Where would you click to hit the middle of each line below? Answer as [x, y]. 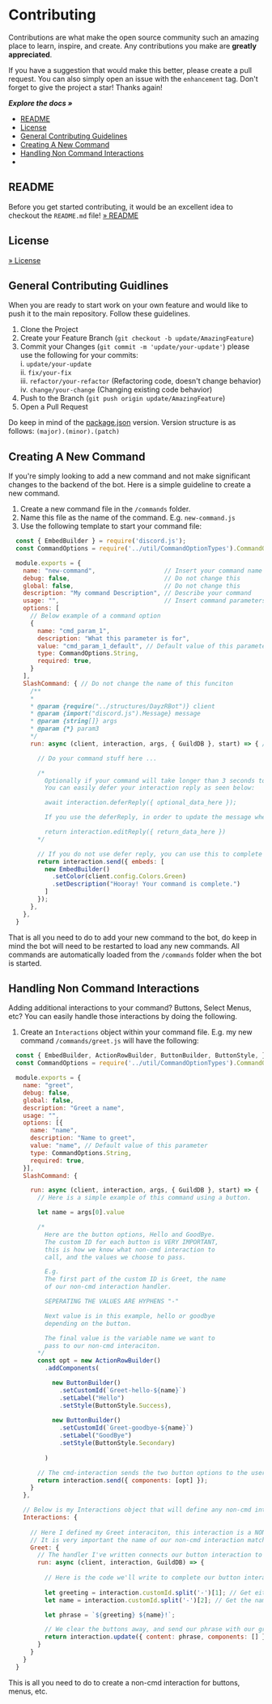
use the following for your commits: [79, 355]
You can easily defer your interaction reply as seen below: [149, 788]
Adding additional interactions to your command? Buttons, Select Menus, [130, 1008]
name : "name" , [54, 1131]
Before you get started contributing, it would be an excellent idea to [121, 206]
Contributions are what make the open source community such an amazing [134, 37]
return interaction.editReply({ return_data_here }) [135, 832]
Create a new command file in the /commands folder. [105, 509]
